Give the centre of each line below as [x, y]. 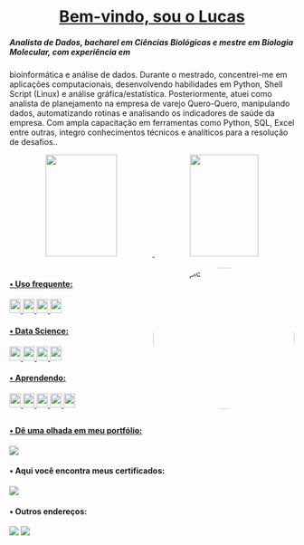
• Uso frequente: [41, 283]
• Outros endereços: [48, 511]
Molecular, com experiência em [70, 52]
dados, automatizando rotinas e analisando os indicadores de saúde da [142, 113]
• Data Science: [39, 330]
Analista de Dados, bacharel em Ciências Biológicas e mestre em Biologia [152, 42]
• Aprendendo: [38, 378]
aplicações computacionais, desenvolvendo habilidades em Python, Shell [146, 84]
